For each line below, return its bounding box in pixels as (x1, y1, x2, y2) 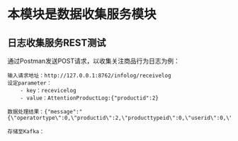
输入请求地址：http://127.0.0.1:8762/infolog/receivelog (7, 72, 171, 79)
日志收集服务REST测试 (7, 37, 106, 49)
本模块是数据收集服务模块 (7, 6, 157, 23)
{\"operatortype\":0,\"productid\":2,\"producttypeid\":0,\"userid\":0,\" (7, 114, 233, 121)
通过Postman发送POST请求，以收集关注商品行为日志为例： (7, 57, 181, 65)
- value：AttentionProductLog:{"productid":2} (20, 94, 159, 102)
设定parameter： (7, 80, 52, 87)
